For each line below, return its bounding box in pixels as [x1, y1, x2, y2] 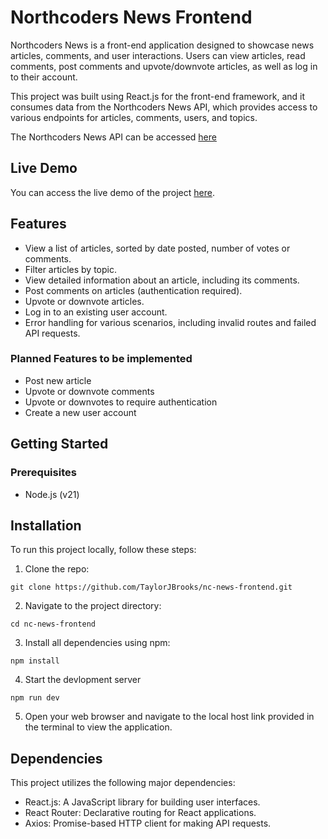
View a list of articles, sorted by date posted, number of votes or [24, 242, 291, 254]
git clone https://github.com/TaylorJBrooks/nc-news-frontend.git [10, 582, 293, 593]
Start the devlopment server [24, 674, 142, 686]
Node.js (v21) [24, 488, 80, 500]
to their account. [10, 71, 78, 83]
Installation [10, 517, 82, 534]
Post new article [24, 374, 92, 386]
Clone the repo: [24, 563, 90, 575]
